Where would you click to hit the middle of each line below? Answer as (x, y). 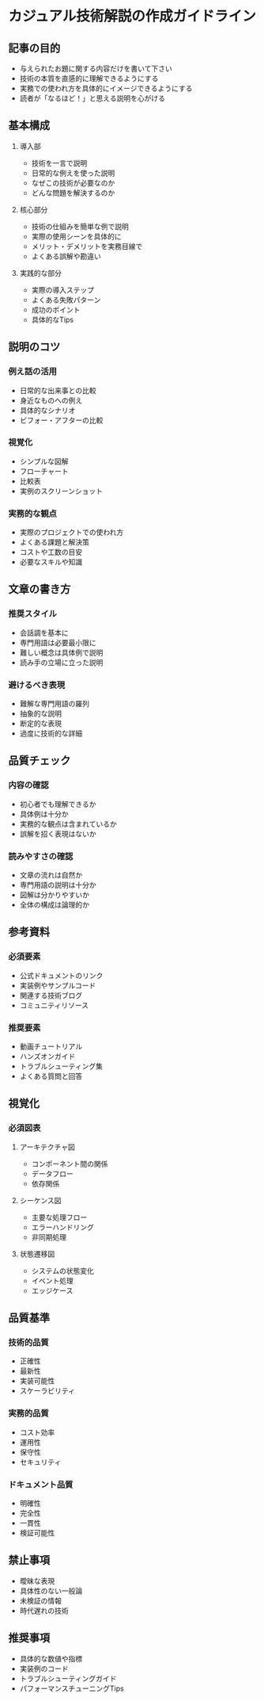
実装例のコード (44, 1669)
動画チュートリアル (51, 1046)
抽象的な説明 (40, 713)
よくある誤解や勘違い (66, 256)
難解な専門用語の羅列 (54, 704)
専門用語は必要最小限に (58, 642)
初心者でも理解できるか (58, 804)
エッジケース (52, 1290)
